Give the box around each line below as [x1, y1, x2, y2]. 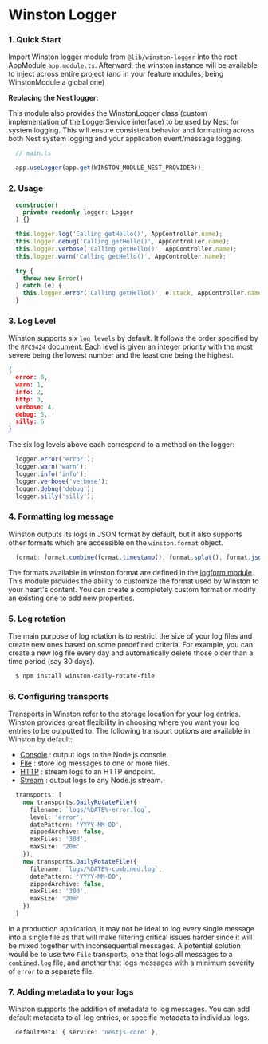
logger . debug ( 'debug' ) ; [15, 484, 94, 492]
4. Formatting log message [8, 511, 114, 522]
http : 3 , [15, 395, 45, 404]
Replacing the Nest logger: [8, 93, 99, 103]
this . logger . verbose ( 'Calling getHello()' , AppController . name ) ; [15, 245, 238, 253]
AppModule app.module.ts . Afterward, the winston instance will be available [8, 61, 258, 70]
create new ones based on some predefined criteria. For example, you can [8, 639, 254, 649]
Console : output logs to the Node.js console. [19, 750, 169, 760]
